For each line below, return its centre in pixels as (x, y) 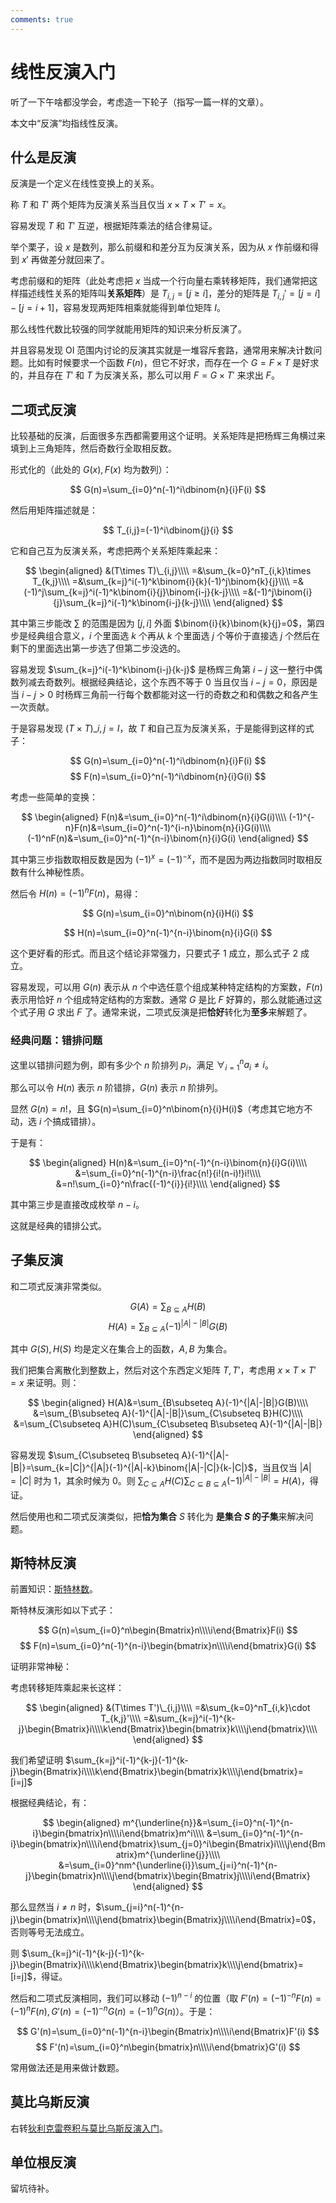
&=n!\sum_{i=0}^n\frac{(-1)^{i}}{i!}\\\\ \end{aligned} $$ (168, 1184)
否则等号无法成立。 (50, 1932)
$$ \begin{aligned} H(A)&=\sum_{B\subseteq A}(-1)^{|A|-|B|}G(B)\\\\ (168, 1403)
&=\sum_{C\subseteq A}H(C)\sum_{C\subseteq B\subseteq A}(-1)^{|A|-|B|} (168, 1424)
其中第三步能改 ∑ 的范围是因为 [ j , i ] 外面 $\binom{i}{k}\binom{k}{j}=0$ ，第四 (167, 623)
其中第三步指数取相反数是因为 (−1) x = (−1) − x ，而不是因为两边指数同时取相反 (166, 858)
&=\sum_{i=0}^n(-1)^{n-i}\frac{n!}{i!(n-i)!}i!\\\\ (168, 1173)
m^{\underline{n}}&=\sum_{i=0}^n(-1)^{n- (208, 1823)
